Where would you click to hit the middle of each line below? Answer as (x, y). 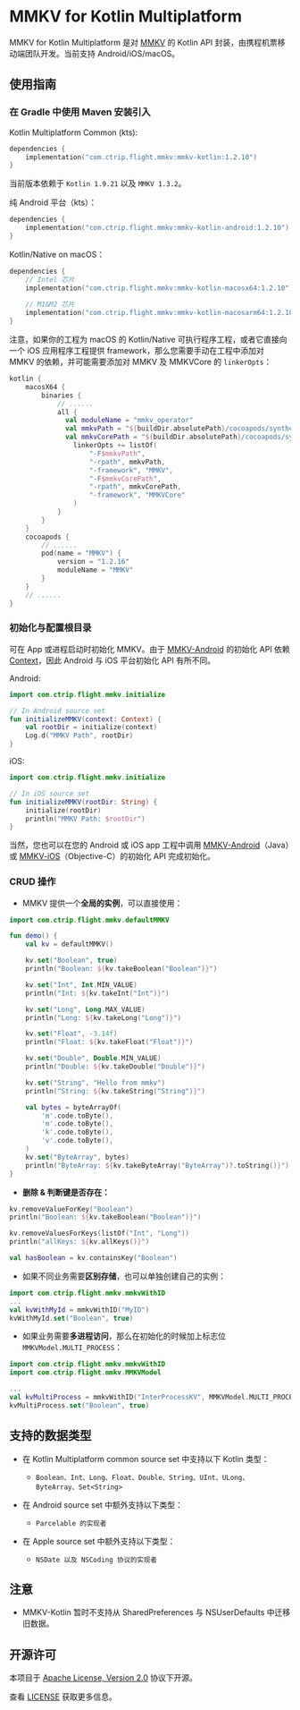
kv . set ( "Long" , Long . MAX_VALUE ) (85, 1009)
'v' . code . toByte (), (78, 1141)
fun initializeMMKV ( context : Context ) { (86, 719)
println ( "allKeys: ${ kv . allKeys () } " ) (79, 1242)
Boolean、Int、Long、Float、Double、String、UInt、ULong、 (142, 1477)
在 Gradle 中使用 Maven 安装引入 (80, 112)
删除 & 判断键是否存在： (66, 1192)
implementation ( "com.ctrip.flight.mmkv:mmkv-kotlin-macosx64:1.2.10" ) (159, 288)
